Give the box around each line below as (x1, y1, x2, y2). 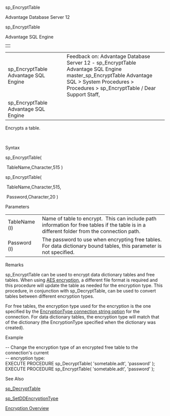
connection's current (5, 350, 49, 356)
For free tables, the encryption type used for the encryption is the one (5, 303, 151, 309)
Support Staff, (66, 91, 100, 98)
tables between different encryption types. (5, 293, 95, 299)
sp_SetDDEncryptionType (5, 396, 59, 401)
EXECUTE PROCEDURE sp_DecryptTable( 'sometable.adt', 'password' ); (5, 361, 155, 366)
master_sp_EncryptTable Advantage (66, 72, 153, 79)
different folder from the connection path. (42, 228, 141, 235)
